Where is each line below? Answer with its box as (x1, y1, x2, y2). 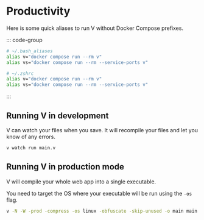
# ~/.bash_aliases (6, 48, 53, 54)
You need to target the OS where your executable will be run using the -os (6, 190, 192, 197)
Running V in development (6, 110, 109, 121)
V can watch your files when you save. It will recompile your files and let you (6, 127, 199, 133)
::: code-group (6, 36, 43, 43)
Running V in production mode (6, 161, 125, 172)
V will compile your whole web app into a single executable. (6, 178, 157, 185)
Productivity (6, 4, 71, 18)
